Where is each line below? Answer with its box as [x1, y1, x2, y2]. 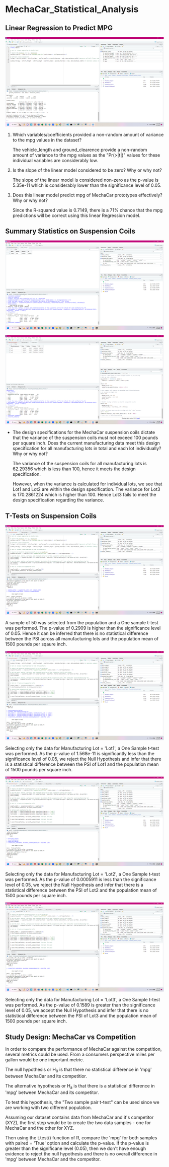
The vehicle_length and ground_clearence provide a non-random [12, 147, 147, 153]
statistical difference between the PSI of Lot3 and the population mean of [5, 1013, 157, 1019]
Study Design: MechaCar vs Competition [5, 1033, 136, 1041]
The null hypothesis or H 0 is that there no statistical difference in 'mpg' [5, 1066, 152, 1073]
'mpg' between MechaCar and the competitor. [5, 1156, 101, 1162]
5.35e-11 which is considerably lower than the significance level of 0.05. [12, 182, 162, 188]
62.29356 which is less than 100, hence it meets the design [12, 466, 136, 472]
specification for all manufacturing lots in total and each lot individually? [12, 446, 161, 452]
